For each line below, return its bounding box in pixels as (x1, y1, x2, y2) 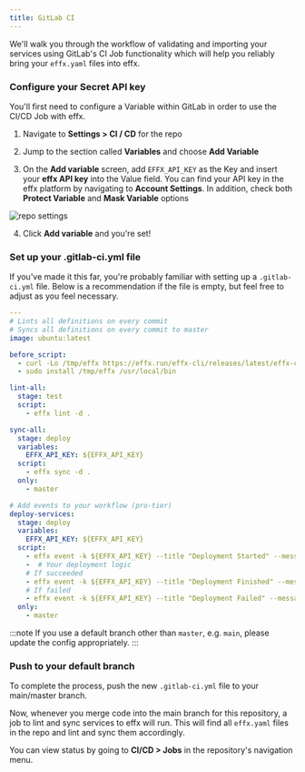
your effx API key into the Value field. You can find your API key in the (22, 173, 284, 184)
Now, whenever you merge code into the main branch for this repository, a (9, 707, 288, 719)
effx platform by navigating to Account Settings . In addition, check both (22, 183, 293, 194)
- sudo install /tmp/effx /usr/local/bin (17, 367, 177, 376)
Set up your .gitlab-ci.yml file (9, 250, 142, 263)
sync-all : (9, 425, 47, 434)
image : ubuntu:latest (9, 333, 92, 342)
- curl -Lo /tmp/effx (17, 359, 100, 368)
